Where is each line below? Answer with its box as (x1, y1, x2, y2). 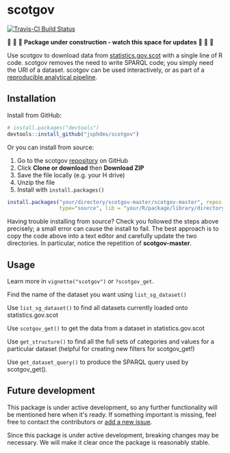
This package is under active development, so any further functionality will (7, 403, 218, 411)
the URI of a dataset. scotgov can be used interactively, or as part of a (7, 66, 205, 74)
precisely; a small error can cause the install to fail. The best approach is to (7, 224, 219, 233)
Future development (7, 385, 96, 397)
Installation (7, 93, 56, 105)
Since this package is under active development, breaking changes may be (7, 430, 219, 439)
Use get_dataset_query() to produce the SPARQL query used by (7, 358, 189, 366)
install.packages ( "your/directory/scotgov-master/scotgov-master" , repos (7, 198, 222, 205)
